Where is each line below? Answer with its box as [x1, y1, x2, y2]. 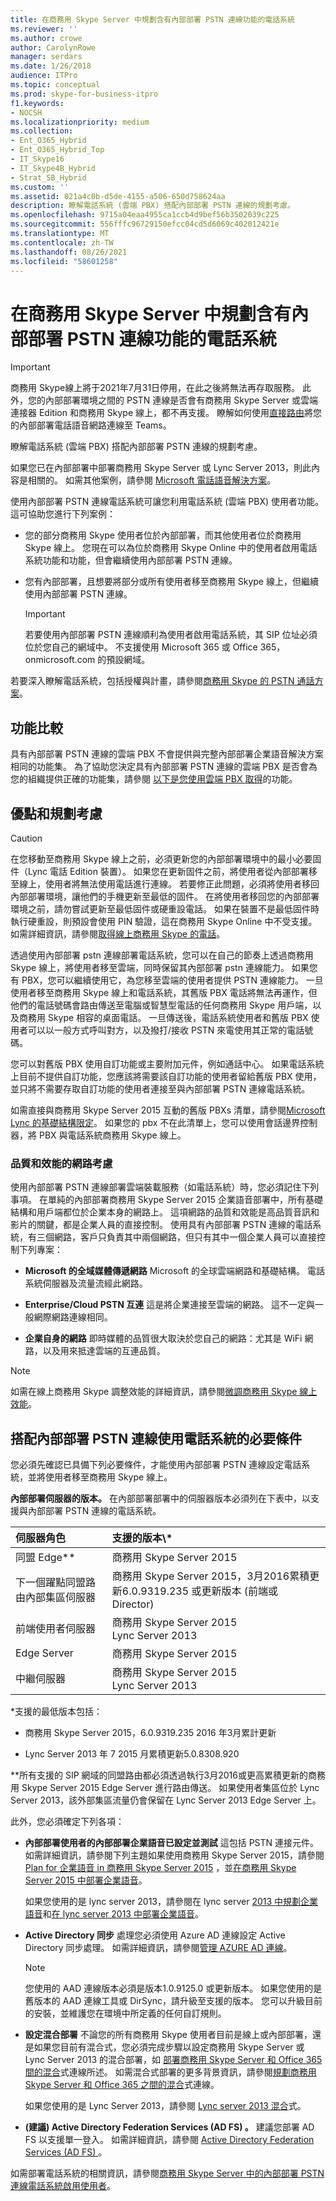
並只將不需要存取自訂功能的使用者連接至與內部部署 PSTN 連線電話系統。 [10, 1082, 311, 1095]
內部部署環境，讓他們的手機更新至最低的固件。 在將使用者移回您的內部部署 [10, 890, 320, 902]
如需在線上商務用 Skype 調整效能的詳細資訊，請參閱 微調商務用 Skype [10, 1386, 298, 1398]
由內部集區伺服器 [15, 1591, 97, 1605]
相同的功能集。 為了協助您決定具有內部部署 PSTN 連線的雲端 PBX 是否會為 [10, 761, 318, 773]
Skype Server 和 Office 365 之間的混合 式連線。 [24, 2079, 220, 2091]
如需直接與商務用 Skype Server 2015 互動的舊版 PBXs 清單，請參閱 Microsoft [10, 1104, 326, 1116]
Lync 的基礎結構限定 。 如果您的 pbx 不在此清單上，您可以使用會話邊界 [10, 1116, 301, 1128]
